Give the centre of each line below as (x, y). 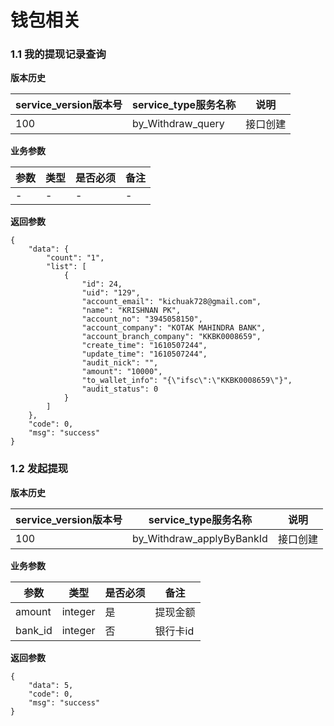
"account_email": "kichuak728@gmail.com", (171, 302)
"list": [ (66, 267)
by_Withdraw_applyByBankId (199, 538)
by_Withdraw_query (178, 124)
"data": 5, (51, 685)
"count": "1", (75, 258)
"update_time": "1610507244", (144, 354)
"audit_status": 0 (120, 389)
